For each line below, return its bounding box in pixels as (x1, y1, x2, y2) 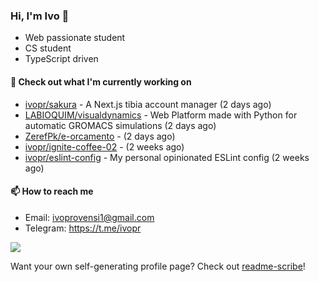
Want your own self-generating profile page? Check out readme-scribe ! (10, 260, 306, 272)
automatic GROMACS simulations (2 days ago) (24, 119, 217, 131)
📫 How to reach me (10, 185, 94, 198)
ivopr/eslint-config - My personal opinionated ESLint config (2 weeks (24, 151, 310, 163)
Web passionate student (24, 32, 126, 44)
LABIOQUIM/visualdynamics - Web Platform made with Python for (24, 109, 298, 121)
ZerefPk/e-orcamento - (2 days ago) (24, 130, 176, 142)
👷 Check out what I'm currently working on (10, 75, 192, 88)
